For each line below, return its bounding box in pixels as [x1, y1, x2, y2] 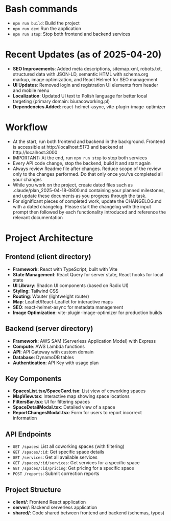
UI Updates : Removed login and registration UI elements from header [12, 82, 159, 88]
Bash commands [5, 3, 78, 15]
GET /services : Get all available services [12, 454, 98, 460]
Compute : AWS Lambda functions [12, 343, 85, 349]
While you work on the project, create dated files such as [12, 182, 133, 188]
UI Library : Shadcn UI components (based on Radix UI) [12, 282, 129, 289]
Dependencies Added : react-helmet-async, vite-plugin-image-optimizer [12, 103, 166, 110]
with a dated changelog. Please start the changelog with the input [12, 203, 152, 209]
